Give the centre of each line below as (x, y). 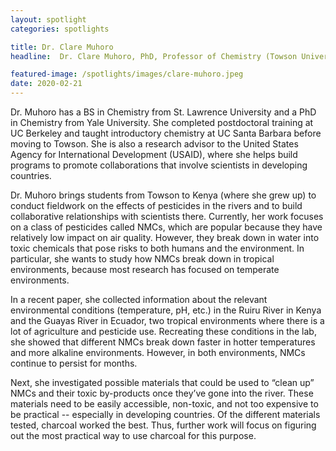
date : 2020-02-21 (46, 84)
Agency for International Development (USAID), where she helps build (154, 154)
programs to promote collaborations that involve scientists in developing (159, 165)
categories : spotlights (60, 29)
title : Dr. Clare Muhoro (62, 47)
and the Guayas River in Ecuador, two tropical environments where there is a (167, 320)
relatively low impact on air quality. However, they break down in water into (165, 237)
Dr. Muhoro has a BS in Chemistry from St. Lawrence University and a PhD (163, 112)
